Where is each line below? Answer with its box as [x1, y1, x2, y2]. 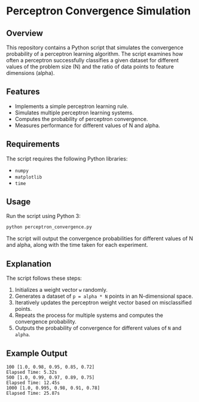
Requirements [6, 139, 60, 149]
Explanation [6, 259, 52, 269]
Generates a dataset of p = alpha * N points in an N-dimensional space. [14, 292, 193, 300]
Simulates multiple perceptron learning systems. [14, 109, 134, 116]
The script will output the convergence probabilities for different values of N [6, 235, 193, 242]
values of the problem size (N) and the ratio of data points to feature [6, 63, 174, 70]
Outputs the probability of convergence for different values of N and [14, 325, 182, 332]
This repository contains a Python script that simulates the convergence [6, 44, 183, 51]
